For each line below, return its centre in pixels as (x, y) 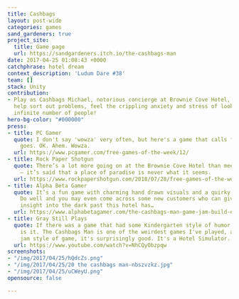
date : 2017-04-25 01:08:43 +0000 (57, 60)
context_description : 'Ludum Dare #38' (67, 73)
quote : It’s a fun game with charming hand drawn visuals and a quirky (122, 192)
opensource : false (34, 278)
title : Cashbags (31, 14)
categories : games (34, 27)
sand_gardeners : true (39, 34)
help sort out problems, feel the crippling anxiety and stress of (116, 107)
